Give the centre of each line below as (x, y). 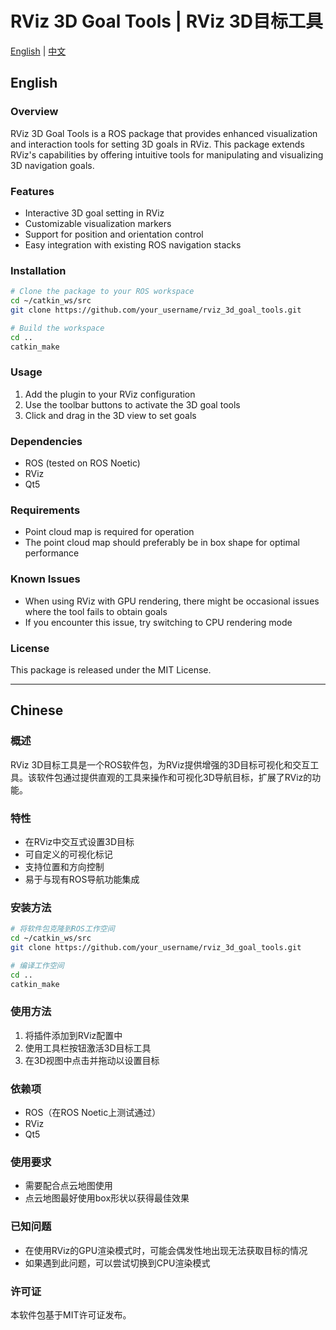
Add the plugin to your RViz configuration (110, 394)
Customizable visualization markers (98, 223)
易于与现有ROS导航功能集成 (82, 879)
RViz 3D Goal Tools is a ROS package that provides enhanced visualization (164, 133)
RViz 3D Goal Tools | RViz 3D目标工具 (166, 21)
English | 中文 (38, 51)
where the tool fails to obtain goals (96, 611)
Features (32, 191)
